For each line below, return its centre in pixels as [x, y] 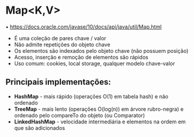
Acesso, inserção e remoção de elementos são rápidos [81, 57]
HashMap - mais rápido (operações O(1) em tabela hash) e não [91, 96]
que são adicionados [40, 128]
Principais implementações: [58, 82]
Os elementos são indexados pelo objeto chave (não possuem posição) [101, 50]
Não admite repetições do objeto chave [62, 44]
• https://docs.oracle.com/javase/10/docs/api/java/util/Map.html [84, 27]
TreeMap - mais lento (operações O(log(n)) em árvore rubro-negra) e [99, 109]
